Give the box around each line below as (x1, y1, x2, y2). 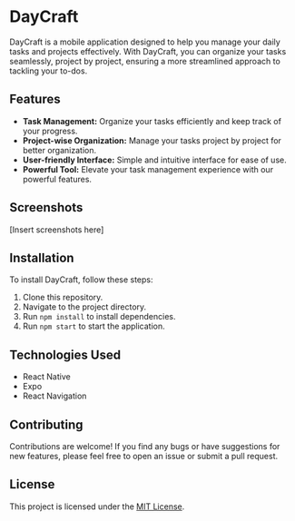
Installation (9, 250, 74, 265)
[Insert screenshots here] (9, 224, 104, 235)
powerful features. (22, 173, 93, 184)
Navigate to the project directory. (22, 301, 147, 312)
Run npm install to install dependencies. (22, 311, 176, 322)
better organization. (22, 144, 97, 155)
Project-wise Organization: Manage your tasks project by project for (22, 134, 281, 146)
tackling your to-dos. (9, 65, 88, 76)
